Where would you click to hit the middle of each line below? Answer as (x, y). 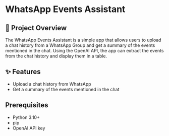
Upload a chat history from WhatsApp (52, 84)
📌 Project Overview (36, 28)
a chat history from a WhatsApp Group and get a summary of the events (80, 45)
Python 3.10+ (26, 117)
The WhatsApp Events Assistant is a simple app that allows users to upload (83, 40)
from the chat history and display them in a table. (56, 56)
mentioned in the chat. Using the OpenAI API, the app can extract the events (84, 51)
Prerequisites (27, 105)
